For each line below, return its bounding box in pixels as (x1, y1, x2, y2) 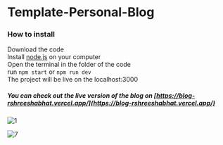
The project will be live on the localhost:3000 (7, 75, 139, 84)
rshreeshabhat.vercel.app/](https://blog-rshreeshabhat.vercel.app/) (7, 99, 216, 108)
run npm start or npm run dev (7, 68, 91, 76)
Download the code (7, 45, 65, 53)
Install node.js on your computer (7, 53, 101, 61)
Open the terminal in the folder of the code (7, 61, 132, 69)
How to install (7, 30, 55, 39)
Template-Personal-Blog (7, 4, 155, 20)
